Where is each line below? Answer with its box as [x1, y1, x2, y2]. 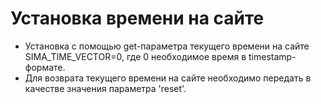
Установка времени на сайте [10, 7, 265, 30]
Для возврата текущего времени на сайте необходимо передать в [24, 72, 312, 84]
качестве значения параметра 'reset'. [24, 82, 187, 94]
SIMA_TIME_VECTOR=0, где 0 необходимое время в [24, 50, 247, 62]
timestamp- [248, 50, 297, 62]
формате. [24, 61, 66, 73]
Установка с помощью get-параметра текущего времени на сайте [24, 40, 310, 52]
